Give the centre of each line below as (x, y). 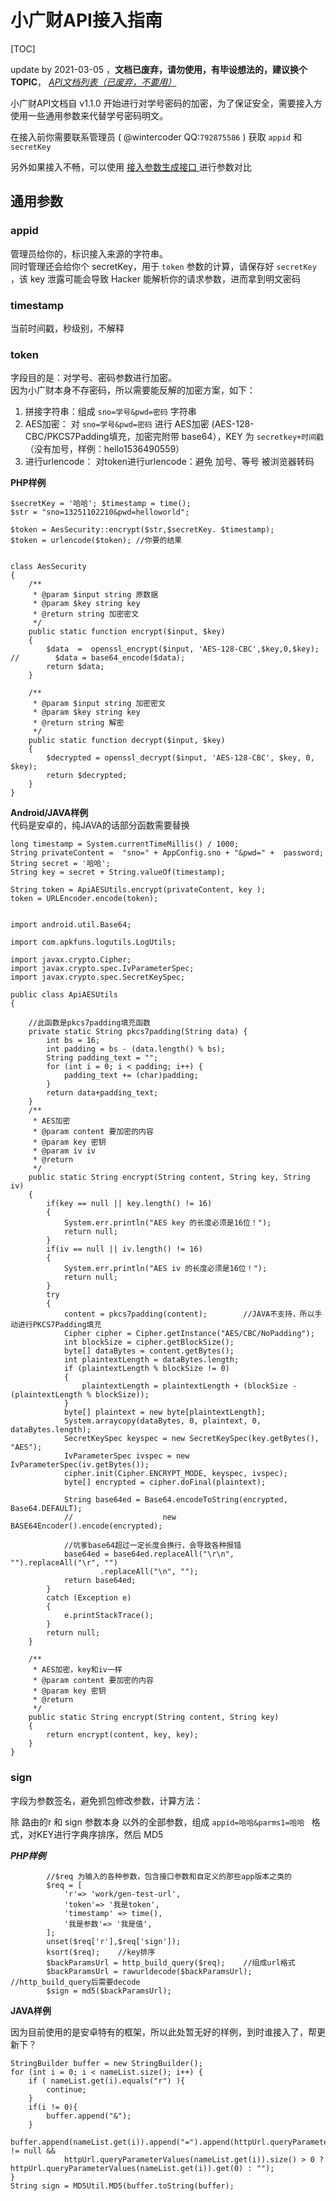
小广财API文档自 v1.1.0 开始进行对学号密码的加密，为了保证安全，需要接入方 (166, 103)
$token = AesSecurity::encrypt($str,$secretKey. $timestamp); (142, 530)
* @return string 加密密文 (86, 614)
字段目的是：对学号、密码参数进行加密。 (93, 378)
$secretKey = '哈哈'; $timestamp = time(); (101, 504)
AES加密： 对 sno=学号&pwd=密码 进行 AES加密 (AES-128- (139, 424)
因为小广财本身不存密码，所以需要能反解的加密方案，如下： (133, 390)
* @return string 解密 (78, 723)
